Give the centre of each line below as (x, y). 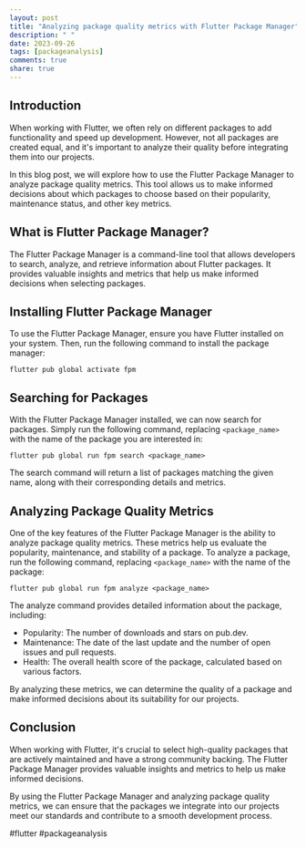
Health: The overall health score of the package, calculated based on (152, 661)
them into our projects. (52, 157)
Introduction (46, 106)
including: (28, 615)
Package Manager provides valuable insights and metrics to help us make (148, 769)
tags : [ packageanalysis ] (56, 52)
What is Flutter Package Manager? (109, 232)
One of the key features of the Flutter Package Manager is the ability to (143, 533)
